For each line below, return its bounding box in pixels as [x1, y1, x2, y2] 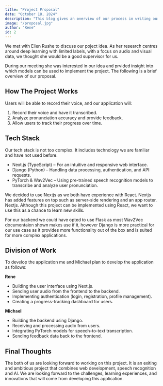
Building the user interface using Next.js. [12, 283, 94, 289]
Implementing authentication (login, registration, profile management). [12, 294, 152, 299]
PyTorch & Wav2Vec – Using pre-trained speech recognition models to [12, 177, 153, 183]
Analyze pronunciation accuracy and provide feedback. [12, 115, 123, 121]
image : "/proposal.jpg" [5, 20, 53, 26]
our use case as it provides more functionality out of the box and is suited [5, 227, 152, 233]
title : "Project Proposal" [5, 7, 60, 12]
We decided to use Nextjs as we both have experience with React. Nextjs [5, 192, 151, 198]
